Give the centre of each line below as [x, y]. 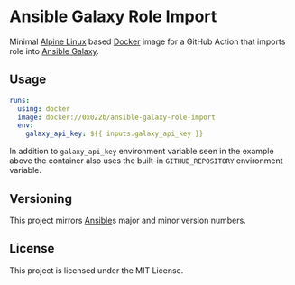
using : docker [44, 109]
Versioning [41, 199]
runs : [19, 100]
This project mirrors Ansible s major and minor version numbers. [128, 220]
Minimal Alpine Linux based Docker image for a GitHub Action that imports [147, 41]
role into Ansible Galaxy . [54, 51]
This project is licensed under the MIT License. [97, 270]
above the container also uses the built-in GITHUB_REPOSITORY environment [146, 161]
